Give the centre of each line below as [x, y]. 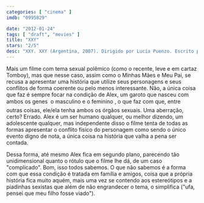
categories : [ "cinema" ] [39, 12]
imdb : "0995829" [27, 18]
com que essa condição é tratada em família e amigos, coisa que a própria [100, 174]
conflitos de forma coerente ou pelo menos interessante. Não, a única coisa [101, 88]
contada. [17, 142]
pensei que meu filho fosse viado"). [51, 193]
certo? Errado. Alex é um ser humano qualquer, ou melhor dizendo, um [95, 116]
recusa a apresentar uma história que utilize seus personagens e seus [94, 81]
